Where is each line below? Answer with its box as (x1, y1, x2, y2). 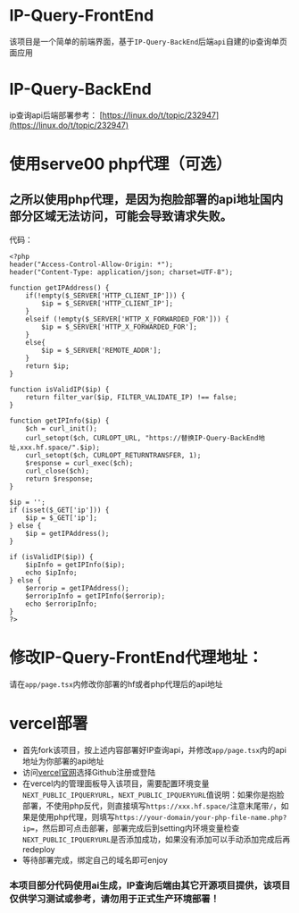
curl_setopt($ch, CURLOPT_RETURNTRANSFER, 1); (25, 450, 202, 460)
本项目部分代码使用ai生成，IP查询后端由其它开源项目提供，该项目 (9, 879, 291, 892)
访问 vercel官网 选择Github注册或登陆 (21, 766, 156, 777)
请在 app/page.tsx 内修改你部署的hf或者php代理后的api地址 (9, 678, 223, 689)
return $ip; (25, 361, 70, 371)
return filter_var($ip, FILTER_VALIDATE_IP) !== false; (25, 392, 238, 402)
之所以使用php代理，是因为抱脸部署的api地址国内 (9, 192, 284, 207)
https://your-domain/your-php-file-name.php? (114, 813, 287, 822)
